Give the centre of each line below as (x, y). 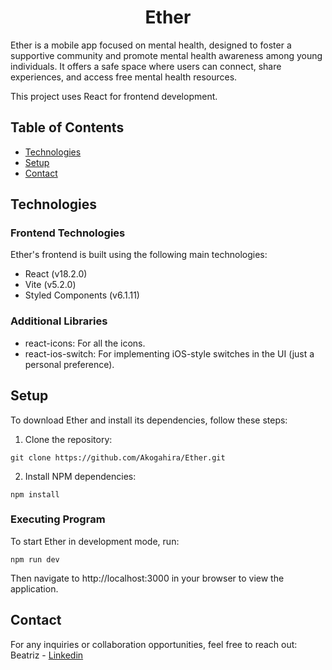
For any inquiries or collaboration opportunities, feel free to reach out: (154, 644)
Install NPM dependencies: (80, 476)
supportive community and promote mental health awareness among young (166, 55)
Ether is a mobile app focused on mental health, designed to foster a (151, 45)
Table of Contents (67, 127)
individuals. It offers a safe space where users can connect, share (146, 66)
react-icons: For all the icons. (85, 343)
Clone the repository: (68, 439)
